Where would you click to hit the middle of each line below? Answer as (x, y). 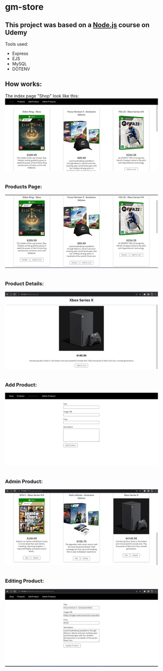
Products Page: (24, 187)
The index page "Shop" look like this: (42, 96)
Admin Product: (24, 481)
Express (20, 53)
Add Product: (21, 384)
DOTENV (21, 69)
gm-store (24, 7)
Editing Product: (24, 581)
